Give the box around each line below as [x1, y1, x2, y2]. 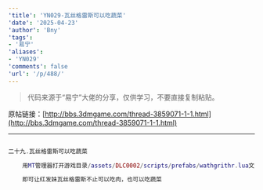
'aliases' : [8, 48, 44, 56]
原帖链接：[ [8, 109, 45, 119]
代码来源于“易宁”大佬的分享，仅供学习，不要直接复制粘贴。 [27, 92, 219, 102]
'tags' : [8, 33, 34, 42]
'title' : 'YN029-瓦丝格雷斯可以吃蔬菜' [8, 11, 127, 20]
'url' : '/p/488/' [8, 70, 65, 78]
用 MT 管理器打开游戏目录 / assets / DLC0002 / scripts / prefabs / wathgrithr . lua [22, 162, 249, 170]
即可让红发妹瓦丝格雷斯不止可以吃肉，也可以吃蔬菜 [22, 176, 163, 184]
